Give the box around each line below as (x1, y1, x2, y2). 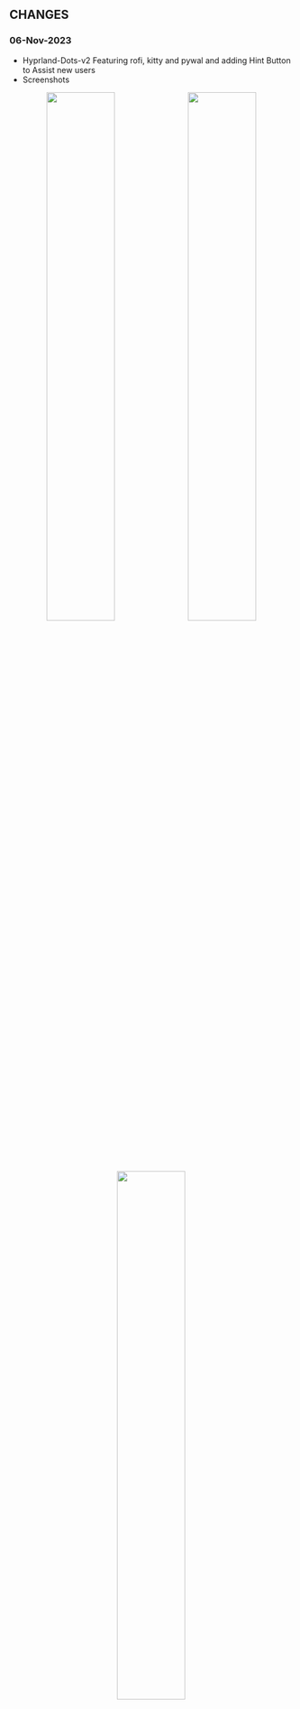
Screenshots (22, 74, 70, 85)
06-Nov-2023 (9, 34, 72, 47)
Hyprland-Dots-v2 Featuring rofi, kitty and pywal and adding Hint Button (22, 54, 291, 66)
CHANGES (9, 7, 69, 23)
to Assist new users (22, 64, 96, 75)
